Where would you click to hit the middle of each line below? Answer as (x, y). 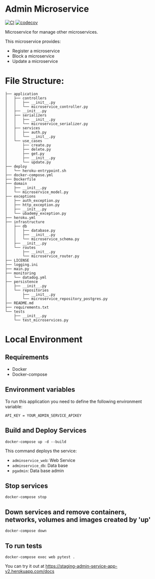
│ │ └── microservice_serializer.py (47, 124)
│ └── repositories (27, 290)
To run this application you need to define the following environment (74, 401)
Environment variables (40, 389)
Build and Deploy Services (46, 430)
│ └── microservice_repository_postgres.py (57, 299)
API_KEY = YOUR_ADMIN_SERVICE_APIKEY (43, 416)
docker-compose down (26, 531)
